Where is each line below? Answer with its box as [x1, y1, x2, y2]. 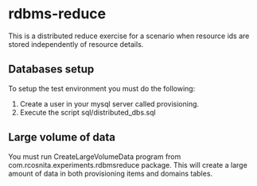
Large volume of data [8, 130, 115, 144]
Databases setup [8, 63, 95, 76]
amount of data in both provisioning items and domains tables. [8, 169, 213, 178]
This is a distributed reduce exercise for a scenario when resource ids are [8, 31, 250, 41]
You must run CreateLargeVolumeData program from [8, 152, 181, 161]
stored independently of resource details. [8, 39, 144, 48]
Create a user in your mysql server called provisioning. [19, 99, 200, 108]
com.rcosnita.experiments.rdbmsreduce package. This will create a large [8, 160, 248, 169]
